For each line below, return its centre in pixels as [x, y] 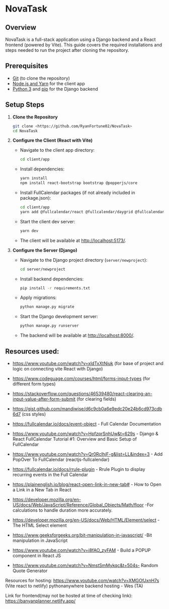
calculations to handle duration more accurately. [62, 510]
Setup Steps [25, 105]
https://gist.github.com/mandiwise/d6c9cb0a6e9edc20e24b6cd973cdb [87, 408]
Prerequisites [27, 66]
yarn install [34, 178]
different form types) [34, 384]
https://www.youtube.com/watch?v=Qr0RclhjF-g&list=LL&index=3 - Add [88, 454]
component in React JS [37, 556]
